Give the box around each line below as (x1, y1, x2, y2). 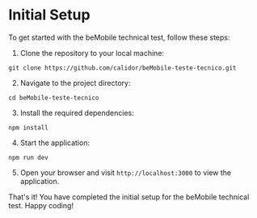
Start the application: (19, 138, 91, 147)
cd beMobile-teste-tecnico (8, 93, 99, 102)
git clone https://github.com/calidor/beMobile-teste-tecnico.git (8, 63, 237, 72)
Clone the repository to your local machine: (19, 48, 164, 58)
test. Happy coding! (8, 200, 74, 210)
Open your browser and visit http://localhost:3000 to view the (19, 168, 232, 177)
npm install (8, 123, 48, 131)
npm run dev (8, 153, 48, 161)
